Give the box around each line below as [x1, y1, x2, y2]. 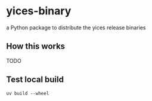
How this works [6, 41, 66, 51]
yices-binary [6, 4, 72, 18]
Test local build [6, 75, 64, 85]
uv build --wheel [6, 90, 49, 96]
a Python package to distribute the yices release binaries [6, 24, 146, 31]
